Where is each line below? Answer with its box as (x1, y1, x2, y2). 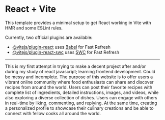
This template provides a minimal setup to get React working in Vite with (5, 20, 151, 26)
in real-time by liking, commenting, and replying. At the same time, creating (5, 100, 157, 106)
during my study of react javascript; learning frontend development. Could (5, 68, 156, 74)
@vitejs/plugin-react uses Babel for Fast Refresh (12, 44, 111, 50)
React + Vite (5, 3, 56, 15)
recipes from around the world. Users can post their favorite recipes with (5, 84, 153, 90)
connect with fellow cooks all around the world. (5, 110, 101, 116)
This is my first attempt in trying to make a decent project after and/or (5, 63, 146, 69)
